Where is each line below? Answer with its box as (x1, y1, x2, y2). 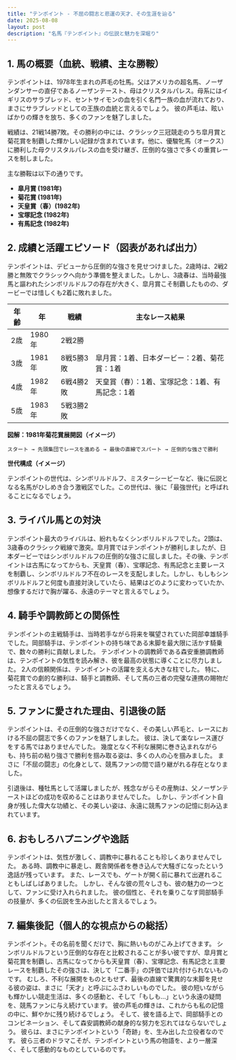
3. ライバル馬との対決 (7, 515, 101, 526)
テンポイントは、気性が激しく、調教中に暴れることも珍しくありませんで (7, 853, 216, 862)
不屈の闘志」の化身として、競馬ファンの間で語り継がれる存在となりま (25, 760, 228, 769)
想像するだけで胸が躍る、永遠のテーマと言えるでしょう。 (7, 587, 173, 595)
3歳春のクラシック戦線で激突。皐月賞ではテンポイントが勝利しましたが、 (7, 543, 221, 551)
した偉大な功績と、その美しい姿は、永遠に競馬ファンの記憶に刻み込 (25, 802, 223, 810)
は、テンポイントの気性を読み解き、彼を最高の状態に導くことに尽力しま (7, 656, 216, 664)
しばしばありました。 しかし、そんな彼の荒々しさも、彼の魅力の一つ (19, 879, 218, 888)
